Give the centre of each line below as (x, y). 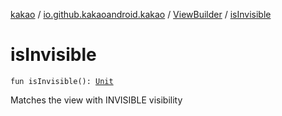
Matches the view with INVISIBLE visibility (96, 100)
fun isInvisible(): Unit (62, 81)
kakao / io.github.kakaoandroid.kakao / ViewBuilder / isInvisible (141, 14)
